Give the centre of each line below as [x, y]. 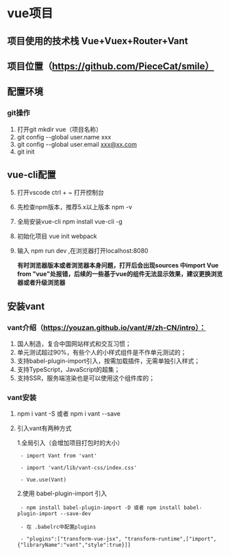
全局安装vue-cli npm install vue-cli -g [70, 222]
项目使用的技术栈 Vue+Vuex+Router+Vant [98, 41]
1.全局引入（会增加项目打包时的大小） [70, 443]
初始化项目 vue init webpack [57, 236]
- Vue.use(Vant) [43, 480]
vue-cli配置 [31, 175]
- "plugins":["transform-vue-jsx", [71, 539]
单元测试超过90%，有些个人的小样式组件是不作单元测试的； [102, 353]
